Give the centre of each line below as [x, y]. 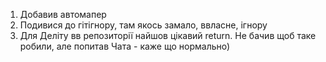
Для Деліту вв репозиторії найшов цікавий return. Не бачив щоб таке [168, 35]
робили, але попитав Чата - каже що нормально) [125, 46]
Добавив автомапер [63, 14]
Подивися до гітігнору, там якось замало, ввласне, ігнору [143, 25]
